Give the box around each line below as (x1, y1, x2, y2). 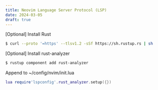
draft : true (5, 17, 31, 22)
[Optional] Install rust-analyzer (5, 50, 70, 57)
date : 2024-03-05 (5, 12, 43, 17)
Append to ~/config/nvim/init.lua (5, 70, 75, 76)
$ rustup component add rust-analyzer (5, 60, 89, 66)
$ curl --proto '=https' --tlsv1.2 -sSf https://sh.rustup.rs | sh (5, 41, 153, 46)
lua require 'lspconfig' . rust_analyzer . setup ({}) (5, 80, 112, 85)
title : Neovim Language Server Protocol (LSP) (5, 7, 107, 13)
